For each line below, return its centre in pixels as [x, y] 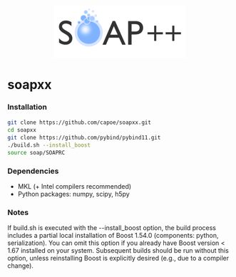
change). [21, 266]
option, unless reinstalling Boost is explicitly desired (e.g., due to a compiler [118, 258]
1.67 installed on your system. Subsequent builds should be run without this [118, 251]
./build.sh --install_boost [49, 145]
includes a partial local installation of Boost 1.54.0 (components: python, [113, 236]
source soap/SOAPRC [36, 152]
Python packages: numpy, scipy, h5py [73, 194]
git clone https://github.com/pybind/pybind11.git [84, 138]
